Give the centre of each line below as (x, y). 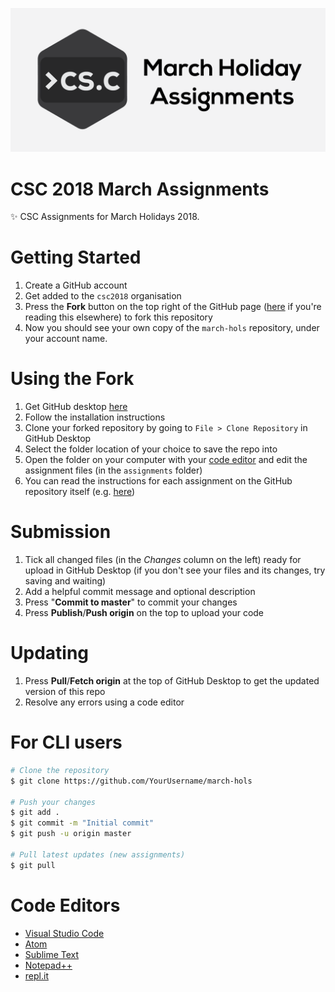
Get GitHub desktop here (76, 407)
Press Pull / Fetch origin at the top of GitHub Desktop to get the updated (172, 681)
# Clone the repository (60, 770)
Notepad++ (48, 965)
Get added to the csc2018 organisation (103, 296)
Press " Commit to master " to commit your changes (131, 602)
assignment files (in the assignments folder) (113, 470)
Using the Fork (72, 379)
